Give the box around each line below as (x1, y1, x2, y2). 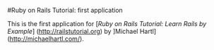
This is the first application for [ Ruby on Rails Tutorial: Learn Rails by (7, 20, 207, 27)
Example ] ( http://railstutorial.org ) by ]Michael (7, 27, 139, 35)
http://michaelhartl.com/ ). (9, 35, 85, 43)
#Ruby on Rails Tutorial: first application (7, 6, 124, 14)
